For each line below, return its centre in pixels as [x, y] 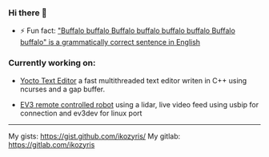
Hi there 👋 [28, 13]
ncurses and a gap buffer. [62, 89]
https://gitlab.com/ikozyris [52, 144]
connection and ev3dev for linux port [81, 113]
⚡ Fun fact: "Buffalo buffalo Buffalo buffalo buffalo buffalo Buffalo [128, 30]
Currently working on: [52, 63]
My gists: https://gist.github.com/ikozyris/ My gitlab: [94, 136]
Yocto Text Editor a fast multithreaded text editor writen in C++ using [133, 80]
